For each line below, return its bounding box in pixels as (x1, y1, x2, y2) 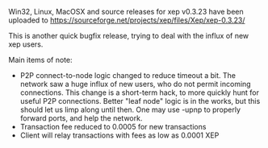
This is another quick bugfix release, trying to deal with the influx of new (8, 31, 249, 40)
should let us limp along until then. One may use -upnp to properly (19, 105, 241, 114)
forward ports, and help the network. (19, 113, 143, 123)
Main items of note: (8, 55, 73, 64)
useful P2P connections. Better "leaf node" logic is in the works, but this (19, 97, 261, 105)
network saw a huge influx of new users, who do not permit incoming (19, 80, 252, 88)
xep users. (8, 39, 44, 49)
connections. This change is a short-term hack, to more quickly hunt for (19, 88, 260, 97)
